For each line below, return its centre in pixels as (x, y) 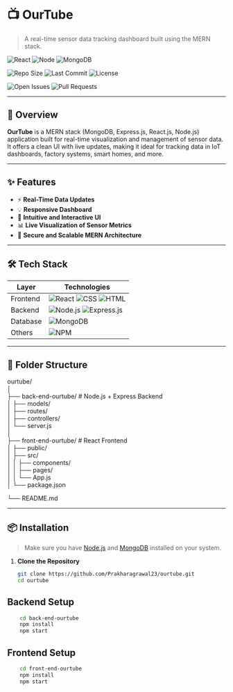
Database (26, 322)
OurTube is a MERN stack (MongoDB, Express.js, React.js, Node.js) (103, 131)
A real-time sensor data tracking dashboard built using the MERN (117, 39)
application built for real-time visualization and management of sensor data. (115, 139)
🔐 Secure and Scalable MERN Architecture (79, 235)
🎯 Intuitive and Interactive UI (59, 217)
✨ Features (32, 182)
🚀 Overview (33, 115)
